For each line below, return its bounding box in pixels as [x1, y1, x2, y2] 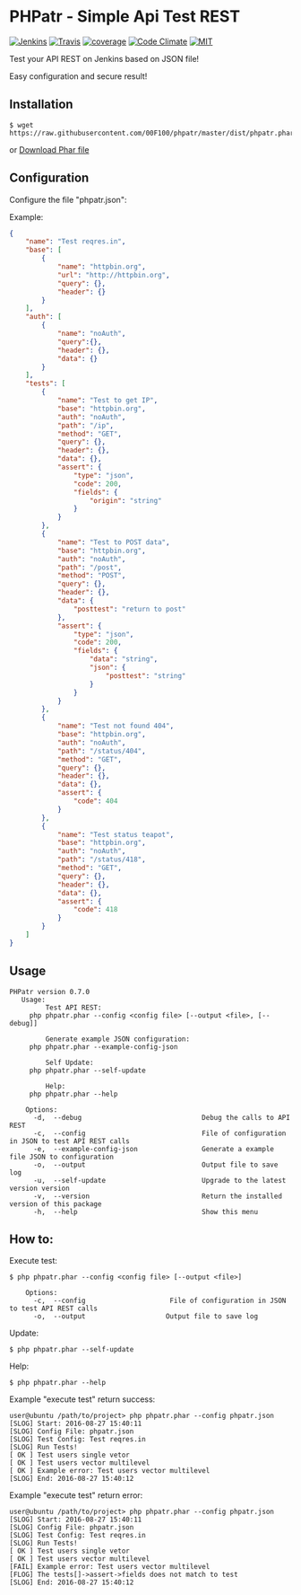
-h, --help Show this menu [32, 1207, 258, 1216]
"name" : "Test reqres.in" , [25, 237, 126, 246]
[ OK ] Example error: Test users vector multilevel [9, 1467, 211, 1476]
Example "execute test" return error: [9, 1490, 143, 1501]
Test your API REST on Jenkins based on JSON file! [9, 53, 200, 64]
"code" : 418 [73, 905, 118, 914]
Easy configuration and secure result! [9, 70, 148, 82]
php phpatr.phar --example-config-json [29, 1042, 178, 1052]
